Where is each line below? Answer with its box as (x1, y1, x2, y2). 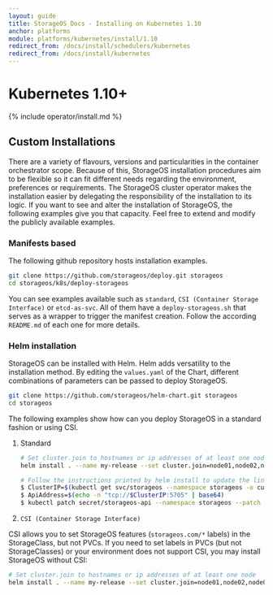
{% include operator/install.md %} (8, 111, 123, 121)
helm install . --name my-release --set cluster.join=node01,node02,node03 (8, 578, 271, 586)
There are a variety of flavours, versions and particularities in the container (8, 156, 259, 167)
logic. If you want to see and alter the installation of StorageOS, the (8, 200, 233, 210)
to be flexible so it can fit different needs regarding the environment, (8, 174, 237, 184)
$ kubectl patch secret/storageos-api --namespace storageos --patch (19, 499, 262, 507)
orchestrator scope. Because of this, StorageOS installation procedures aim (8, 165, 262, 175)
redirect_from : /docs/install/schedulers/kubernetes (8, 42, 191, 50)
